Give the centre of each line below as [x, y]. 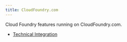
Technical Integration [35, 34]
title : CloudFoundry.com [32, 10]
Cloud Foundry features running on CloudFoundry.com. [64, 24]
